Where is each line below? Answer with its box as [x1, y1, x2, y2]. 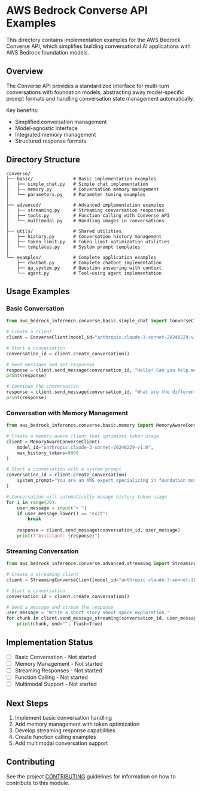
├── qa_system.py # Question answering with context [17, 265, 162, 271]
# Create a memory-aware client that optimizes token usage [6, 433, 160, 439]
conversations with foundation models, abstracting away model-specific [6, 88, 184, 96]
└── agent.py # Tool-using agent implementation [17, 270, 162, 276]
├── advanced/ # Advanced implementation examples [6, 202, 165, 208]
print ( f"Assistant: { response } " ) [17, 533, 100, 539]
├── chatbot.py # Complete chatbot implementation [17, 259, 162, 265]
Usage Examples [6, 286, 70, 297]
